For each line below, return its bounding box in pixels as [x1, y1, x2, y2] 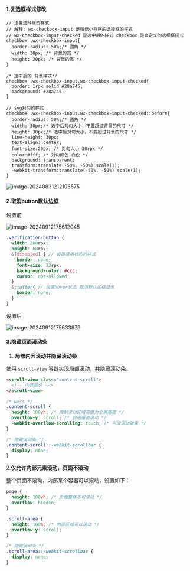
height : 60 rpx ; [11, 246, 49, 252]
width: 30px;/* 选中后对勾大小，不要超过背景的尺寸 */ [11, 123, 134, 129]
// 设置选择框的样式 [6, 20, 50, 26]
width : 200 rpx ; [11, 240, 49, 246]
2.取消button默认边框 [6, 197, 59, 204]
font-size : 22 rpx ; [17, 262, 62, 268]
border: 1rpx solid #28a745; [11, 83, 83, 90]
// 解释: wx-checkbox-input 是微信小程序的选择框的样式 [6, 27, 133, 32]
